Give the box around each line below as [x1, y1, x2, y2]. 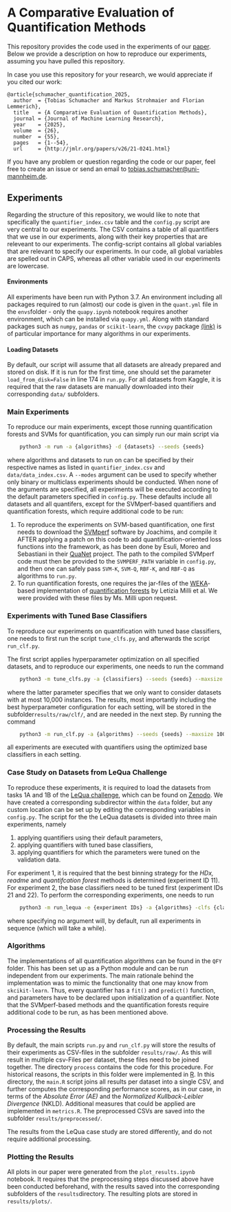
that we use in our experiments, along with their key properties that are [7, 232, 208, 241]
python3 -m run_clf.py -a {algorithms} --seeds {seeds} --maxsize [19, 731, 214, 737]
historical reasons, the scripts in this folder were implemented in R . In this [7, 1071, 215, 1079]
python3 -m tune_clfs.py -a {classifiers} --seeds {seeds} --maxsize [19, 675, 223, 682]
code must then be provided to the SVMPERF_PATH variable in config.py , [16, 557, 217, 566]
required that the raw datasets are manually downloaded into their [7, 383, 194, 391]
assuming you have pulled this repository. [7, 57, 125, 65]
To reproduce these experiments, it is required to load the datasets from [7, 783, 211, 791]
